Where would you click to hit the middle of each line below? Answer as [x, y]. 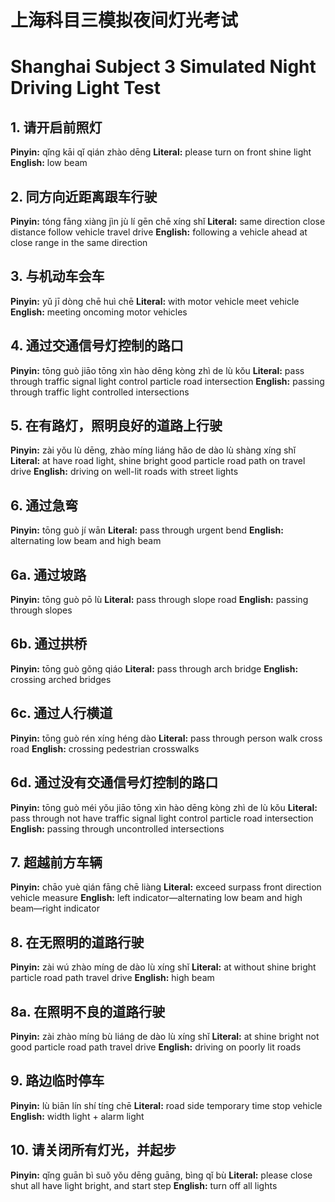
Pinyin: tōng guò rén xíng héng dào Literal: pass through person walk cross [166, 738]
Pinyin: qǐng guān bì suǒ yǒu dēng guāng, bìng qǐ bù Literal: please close [161, 1175]
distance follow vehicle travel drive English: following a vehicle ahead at [159, 232]
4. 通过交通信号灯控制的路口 [97, 346]
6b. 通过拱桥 [49, 644]
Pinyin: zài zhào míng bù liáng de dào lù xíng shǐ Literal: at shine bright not [165, 1036]
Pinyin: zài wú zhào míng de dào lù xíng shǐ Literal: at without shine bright [163, 967]
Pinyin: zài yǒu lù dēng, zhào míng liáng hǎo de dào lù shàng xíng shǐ [153, 450]
